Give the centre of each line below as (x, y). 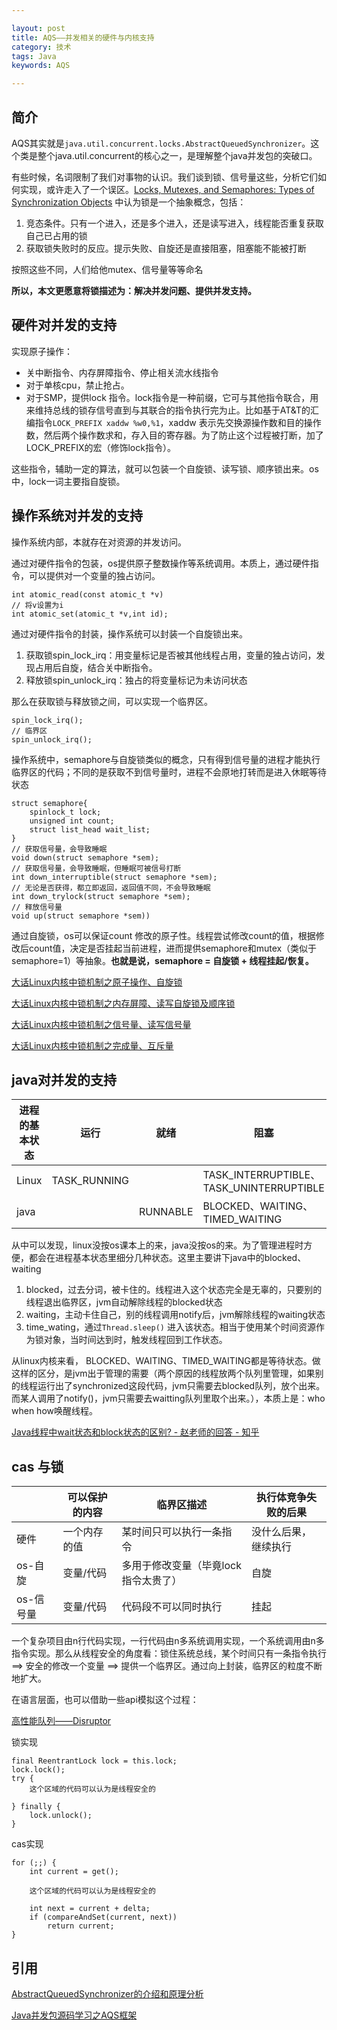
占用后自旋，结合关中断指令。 (96, 667)
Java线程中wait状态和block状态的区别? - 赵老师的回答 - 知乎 (135, 1432)
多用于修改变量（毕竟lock (181, 1566)
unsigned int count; (72, 821)
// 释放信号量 (37, 907)
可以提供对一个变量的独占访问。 (94, 575)
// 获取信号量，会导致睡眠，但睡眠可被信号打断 (96, 868)
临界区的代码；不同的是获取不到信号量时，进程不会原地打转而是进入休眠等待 (169, 772)
